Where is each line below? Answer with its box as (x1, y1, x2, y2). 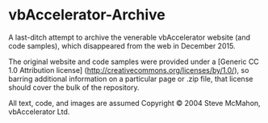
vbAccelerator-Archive (8, 6, 165, 24)
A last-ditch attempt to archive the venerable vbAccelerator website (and (8, 32, 251, 42)
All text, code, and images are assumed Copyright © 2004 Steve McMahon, (8, 98, 261, 108)
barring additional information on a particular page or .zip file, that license (8, 74, 253, 83)
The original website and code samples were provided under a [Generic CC (8, 57, 260, 66)
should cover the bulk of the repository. (8, 83, 140, 92)
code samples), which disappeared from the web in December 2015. (8, 40, 236, 50)
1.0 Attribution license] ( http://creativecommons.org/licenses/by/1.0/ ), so (8, 65, 249, 74)
